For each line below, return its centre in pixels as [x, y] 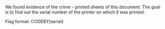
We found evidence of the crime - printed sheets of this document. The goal [83, 7]
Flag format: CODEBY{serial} [35, 22]
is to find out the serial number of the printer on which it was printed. [75, 12]
